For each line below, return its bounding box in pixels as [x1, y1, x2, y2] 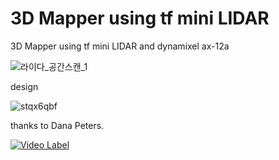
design [10, 80, 39, 92]
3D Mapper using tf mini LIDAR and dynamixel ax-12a [10, 40, 230, 52]
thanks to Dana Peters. [10, 119, 105, 131]
